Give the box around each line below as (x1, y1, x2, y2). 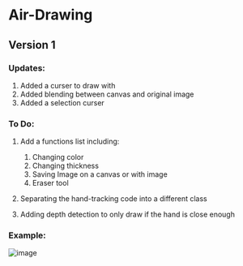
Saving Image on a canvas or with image (32, 169, 168, 179)
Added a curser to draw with (19, 80, 116, 90)
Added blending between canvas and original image (19, 89, 194, 99)
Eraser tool (32, 178, 69, 188)
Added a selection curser (19, 97, 105, 107)
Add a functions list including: (19, 136, 120, 147)
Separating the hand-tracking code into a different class (19, 194, 208, 204)
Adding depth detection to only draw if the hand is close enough (19, 209, 235, 220)
